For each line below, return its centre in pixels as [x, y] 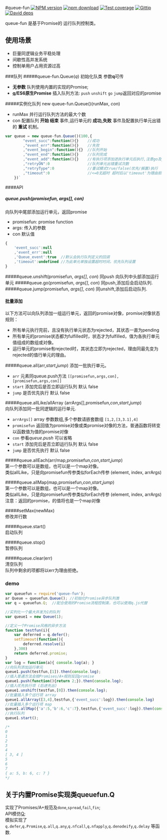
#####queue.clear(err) [29, 558]
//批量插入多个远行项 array [31, 695]
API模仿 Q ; [15, 814]
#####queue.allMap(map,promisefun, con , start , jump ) [60, 482]
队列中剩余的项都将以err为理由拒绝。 [43, 570]
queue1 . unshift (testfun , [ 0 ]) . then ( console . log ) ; [56, 690]
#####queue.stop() [25, 542]
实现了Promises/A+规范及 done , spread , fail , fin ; [53, 808]
